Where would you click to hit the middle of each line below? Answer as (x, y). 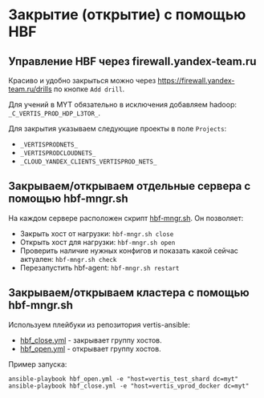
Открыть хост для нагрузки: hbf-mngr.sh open (97, 242)
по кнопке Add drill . (89, 89)
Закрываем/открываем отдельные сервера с (130, 186)
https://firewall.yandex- (196, 80)
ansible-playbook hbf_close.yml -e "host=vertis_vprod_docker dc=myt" (129, 386)
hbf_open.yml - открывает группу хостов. (91, 348)
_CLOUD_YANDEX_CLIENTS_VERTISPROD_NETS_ (88, 162)
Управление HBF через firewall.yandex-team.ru (132, 61)
